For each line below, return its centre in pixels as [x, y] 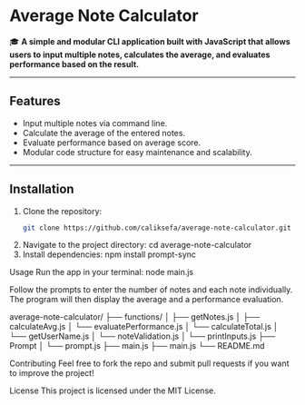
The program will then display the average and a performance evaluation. [147, 300]
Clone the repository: [62, 211]
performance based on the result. [74, 64]
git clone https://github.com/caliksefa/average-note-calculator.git [157, 228]
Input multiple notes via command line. [95, 123]
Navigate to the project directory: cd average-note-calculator [137, 245]
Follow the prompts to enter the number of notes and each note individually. [151, 290]
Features [35, 101]
